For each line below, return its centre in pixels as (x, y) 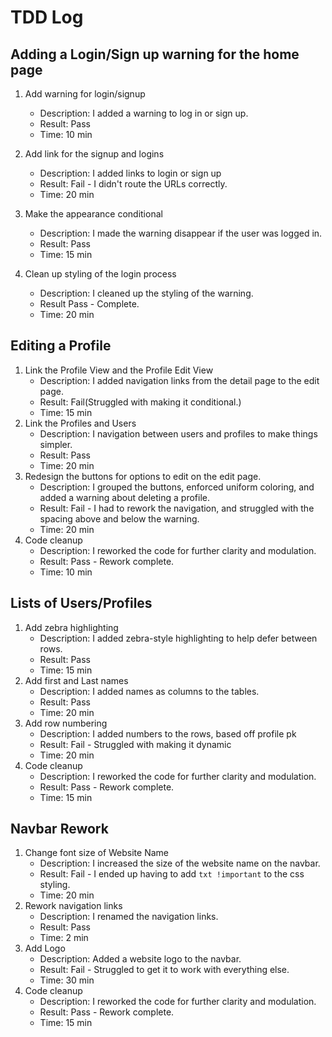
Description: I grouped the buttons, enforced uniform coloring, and (177, 487)
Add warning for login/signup (85, 94)
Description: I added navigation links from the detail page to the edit (179, 380)
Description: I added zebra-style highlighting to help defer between (178, 638)
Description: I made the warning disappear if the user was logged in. (181, 233)
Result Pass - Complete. (89, 304)
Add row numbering (66, 723)
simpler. (56, 444)
